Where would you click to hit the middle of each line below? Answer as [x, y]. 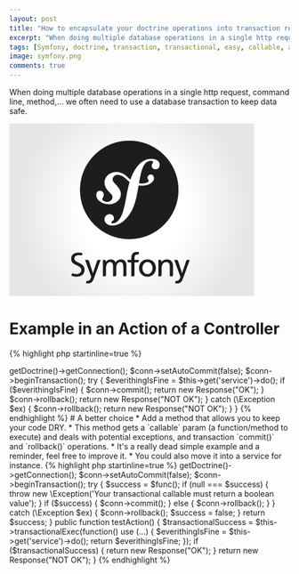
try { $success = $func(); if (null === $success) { [178, 484]
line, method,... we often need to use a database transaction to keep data [143, 101]
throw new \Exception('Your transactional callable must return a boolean [141, 493]
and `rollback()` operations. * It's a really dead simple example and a [134, 446]
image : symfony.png [45, 57]
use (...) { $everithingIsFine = [173, 531]
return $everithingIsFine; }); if [144, 541]
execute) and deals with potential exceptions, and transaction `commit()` [142, 437]
